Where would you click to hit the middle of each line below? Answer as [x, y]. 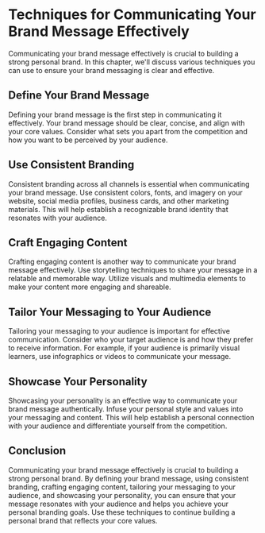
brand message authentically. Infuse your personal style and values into [126, 409]
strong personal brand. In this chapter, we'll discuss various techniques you [132, 62]
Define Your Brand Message [79, 96]
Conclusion [37, 451]
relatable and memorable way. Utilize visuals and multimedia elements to [127, 279]
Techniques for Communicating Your [132, 15]
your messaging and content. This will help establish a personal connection [131, 417]
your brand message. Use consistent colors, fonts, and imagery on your [126, 192]
